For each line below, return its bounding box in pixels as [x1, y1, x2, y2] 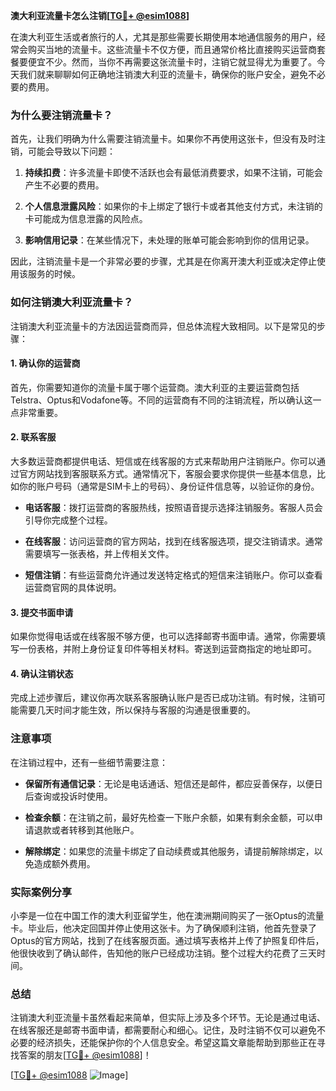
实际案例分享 [10, 885, 73, 899]
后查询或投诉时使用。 [24, 790, 113, 802]
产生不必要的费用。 [24, 179, 105, 191]
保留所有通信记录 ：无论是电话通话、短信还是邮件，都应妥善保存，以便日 [24, 777, 323, 789]
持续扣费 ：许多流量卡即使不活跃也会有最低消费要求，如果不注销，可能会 [24, 167, 323, 179]
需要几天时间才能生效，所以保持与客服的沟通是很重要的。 [18, 704, 256, 716]
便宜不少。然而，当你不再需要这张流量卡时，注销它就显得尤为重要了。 [27, 56, 317, 68]
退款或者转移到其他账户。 [33, 824, 140, 836]
